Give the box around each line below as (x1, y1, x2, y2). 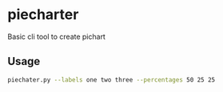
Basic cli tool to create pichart (7, 32, 106, 41)
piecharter (7, 6, 79, 24)
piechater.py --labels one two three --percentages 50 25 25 (7, 75, 216, 84)
